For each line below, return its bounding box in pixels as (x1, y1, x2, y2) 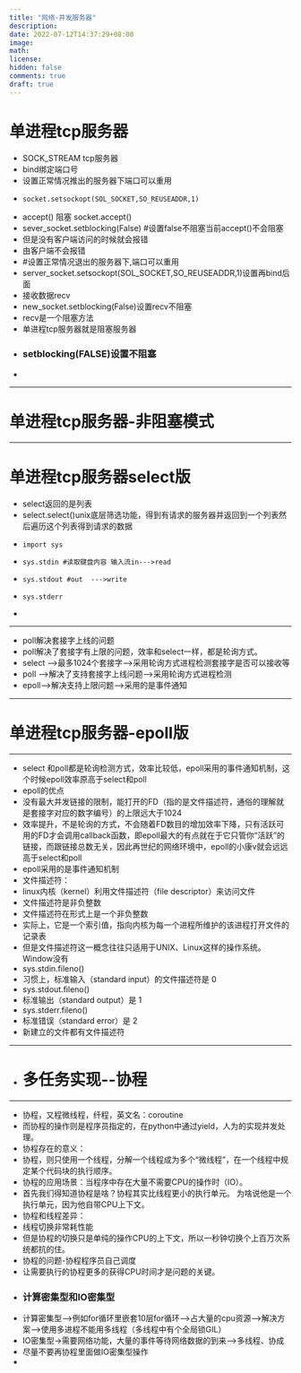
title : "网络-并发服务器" (9, 13, 97, 22)
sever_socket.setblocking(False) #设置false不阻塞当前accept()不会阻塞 (21, 222, 284, 233)
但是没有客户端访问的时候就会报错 (21, 234, 149, 245)
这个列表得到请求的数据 (46, 521, 133, 531)
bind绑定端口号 (21, 163, 79, 175)
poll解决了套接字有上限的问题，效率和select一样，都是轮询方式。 (21, 646, 262, 657)
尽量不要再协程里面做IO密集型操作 (21, 1346, 150, 1357)
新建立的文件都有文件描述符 (21, 1026, 125, 1037)
